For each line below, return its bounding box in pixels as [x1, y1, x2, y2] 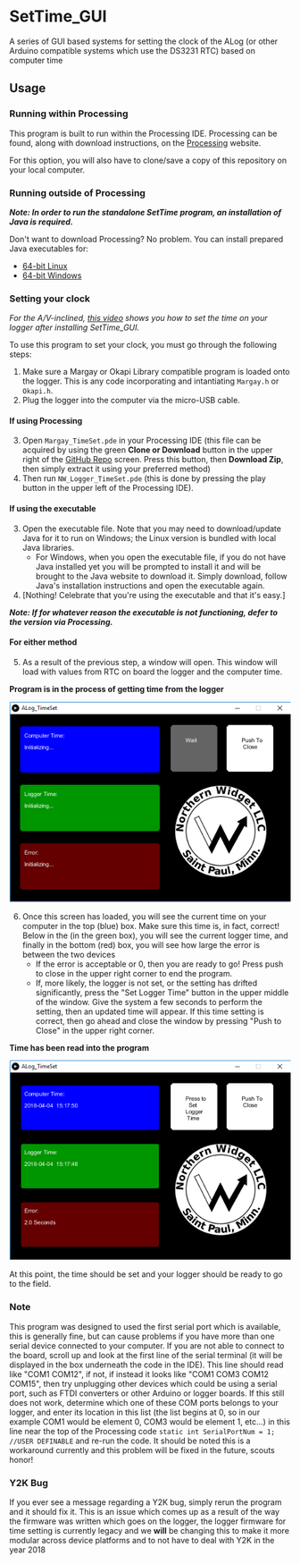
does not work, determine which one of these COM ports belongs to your [9, 1397, 279, 1408]
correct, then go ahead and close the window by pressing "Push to [35, 1015, 282, 1026]
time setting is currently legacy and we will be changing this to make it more [9, 1526, 290, 1536]
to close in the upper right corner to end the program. [35, 968, 233, 978]
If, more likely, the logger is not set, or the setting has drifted [35, 977, 257, 988]
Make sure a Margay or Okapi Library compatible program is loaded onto [21, 367, 290, 377]
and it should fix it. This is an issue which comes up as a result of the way [9, 1507, 279, 1518]
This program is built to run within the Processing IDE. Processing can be [9, 128, 279, 139]
